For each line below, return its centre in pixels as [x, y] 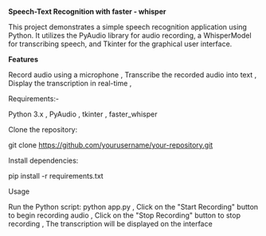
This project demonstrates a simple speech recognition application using [127, 27]
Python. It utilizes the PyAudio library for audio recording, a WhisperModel [130, 35]
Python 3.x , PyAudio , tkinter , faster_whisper [83, 114]
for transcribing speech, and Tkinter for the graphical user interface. [120, 44]
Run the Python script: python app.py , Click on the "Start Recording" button [133, 207]
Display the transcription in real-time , [70, 83]
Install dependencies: [43, 160]
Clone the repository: [43, 130]
